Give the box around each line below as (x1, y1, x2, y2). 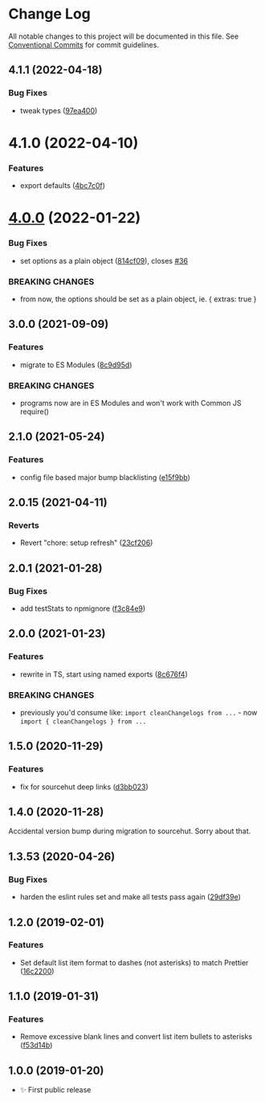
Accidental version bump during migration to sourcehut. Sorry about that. (8, 826, 251, 836)
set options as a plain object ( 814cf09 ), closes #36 (19, 256, 189, 265)
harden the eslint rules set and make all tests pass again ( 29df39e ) (19, 892, 241, 902)
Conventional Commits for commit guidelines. (8, 39, 159, 49)
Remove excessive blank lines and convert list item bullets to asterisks (19, 1032, 253, 1042)
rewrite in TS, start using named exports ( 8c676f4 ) (19, 669, 188, 679)
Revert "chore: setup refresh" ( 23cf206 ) (19, 538, 153, 547)
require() (19, 407, 50, 416)
